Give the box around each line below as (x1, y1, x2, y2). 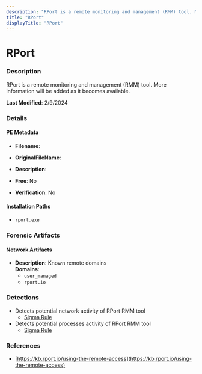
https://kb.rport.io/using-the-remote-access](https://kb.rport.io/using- (17, 355, 192, 362)
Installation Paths (6, 203, 51, 210)
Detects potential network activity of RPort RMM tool (14, 307, 145, 314)
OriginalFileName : (14, 154, 61, 161)
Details (6, 114, 28, 122)
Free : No (14, 177, 37, 184)
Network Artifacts (6, 246, 52, 253)
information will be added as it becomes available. (6, 87, 130, 94)
